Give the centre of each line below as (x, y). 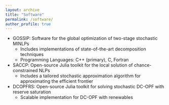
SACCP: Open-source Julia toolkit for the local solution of (73, 65)
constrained (25, 71)
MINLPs (21, 44)
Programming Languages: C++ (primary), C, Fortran (74, 60)
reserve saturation (32, 92)
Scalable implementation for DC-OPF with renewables (77, 97)
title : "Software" (25, 15)
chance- (143, 65)
